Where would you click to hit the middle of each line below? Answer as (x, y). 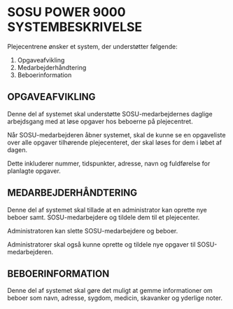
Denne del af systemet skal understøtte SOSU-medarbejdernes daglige (110, 114)
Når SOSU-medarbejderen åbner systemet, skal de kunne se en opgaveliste (116, 135)
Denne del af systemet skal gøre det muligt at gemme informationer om (110, 291)
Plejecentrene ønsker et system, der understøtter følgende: (93, 46)
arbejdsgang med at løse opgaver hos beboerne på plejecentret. (100, 121)
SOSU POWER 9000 (66, 12)
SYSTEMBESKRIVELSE (75, 27)
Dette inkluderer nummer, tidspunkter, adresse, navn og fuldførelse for (109, 163)
